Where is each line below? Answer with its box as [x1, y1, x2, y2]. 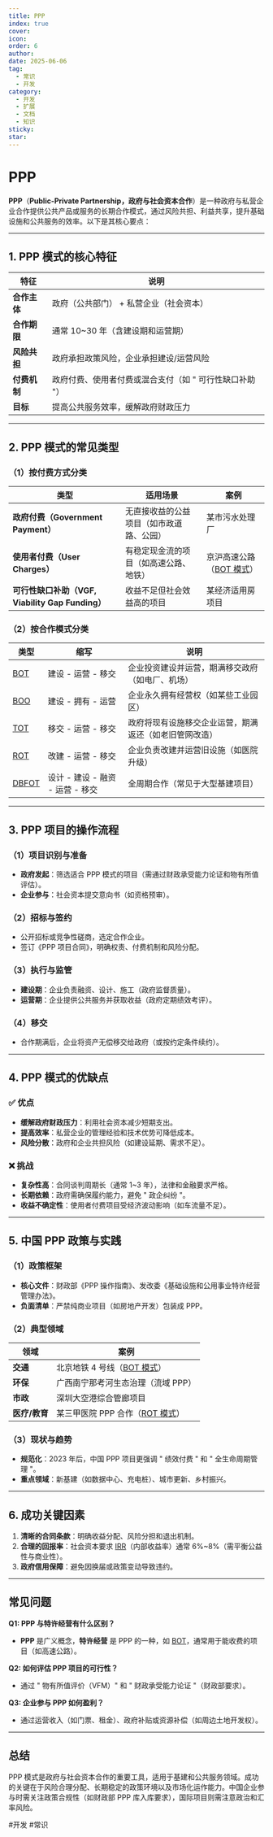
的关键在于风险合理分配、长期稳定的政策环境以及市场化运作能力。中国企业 [8, 1782, 258, 1791]
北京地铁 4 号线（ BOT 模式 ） [56, 1361, 167, 1373]
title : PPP [8, 11, 45, 20]
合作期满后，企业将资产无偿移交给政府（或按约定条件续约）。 [19, 1037, 223, 1047]
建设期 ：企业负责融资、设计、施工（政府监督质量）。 [19, 985, 195, 995]
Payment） [12, 524, 56, 535]
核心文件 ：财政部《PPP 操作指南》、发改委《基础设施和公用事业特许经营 [19, 1280, 261, 1290]
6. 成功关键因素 [8, 1508, 85, 1521]
